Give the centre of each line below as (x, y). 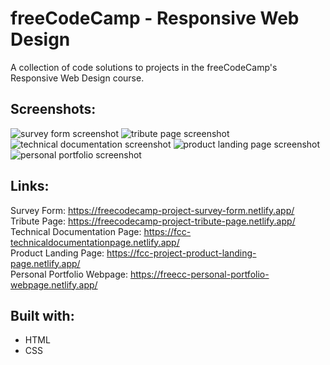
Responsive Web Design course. (77, 78)
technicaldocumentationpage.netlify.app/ (95, 242)
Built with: (42, 315)
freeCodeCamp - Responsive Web (155, 18)
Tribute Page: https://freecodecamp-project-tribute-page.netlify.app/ (153, 221)
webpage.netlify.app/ (54, 284)
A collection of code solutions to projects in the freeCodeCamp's (144, 67)
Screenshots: (53, 109)
